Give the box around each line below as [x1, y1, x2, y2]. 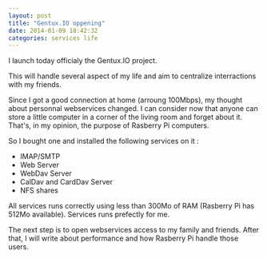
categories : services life [8, 34, 98, 42]
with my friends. [8, 80, 62, 89]
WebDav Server [19, 169, 72, 178]
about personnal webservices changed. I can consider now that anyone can [8, 104, 258, 113]
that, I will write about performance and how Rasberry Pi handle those [8, 233, 239, 244]
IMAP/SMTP [19, 152, 61, 161]
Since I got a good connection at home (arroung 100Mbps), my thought [8, 95, 243, 105]
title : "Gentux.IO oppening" [8, 19, 106, 27]
